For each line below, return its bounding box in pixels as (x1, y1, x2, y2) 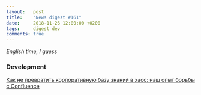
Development (6, 63, 47, 71)
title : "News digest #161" (6, 14, 82, 20)
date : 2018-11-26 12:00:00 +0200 (6, 20, 101, 26)
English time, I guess (6, 47, 58, 55)
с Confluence (6, 82, 40, 90)
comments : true (6, 31, 44, 37)
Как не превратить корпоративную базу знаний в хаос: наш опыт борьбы (6, 76, 195, 84)
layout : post (6, 8, 44, 15)
